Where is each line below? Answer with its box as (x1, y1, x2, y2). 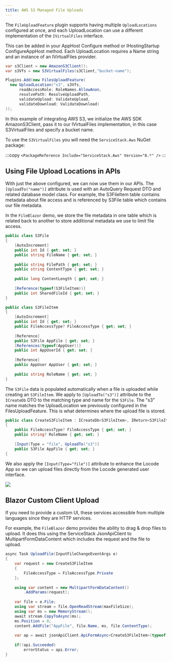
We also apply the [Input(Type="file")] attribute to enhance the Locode (5, 460, 159, 466)
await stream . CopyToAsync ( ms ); (14, 614, 81, 619)
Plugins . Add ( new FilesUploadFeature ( (5, 78, 86, 83)
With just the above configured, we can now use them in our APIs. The (5, 181, 154, 187)
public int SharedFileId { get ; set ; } (14, 290, 100, 296)
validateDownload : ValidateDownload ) (18, 101, 100, 107)
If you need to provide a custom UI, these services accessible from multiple (5, 510, 165, 516)
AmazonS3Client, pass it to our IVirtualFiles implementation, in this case (5, 121, 157, 127)
